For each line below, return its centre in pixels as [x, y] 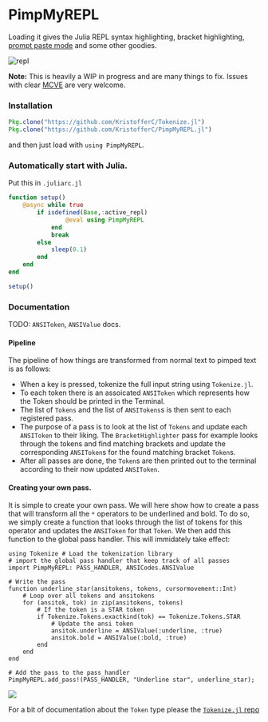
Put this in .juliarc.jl [45, 183]
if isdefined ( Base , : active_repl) [93, 213]
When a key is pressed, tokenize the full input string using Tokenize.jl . [136, 385]
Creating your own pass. [50, 487]
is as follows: [30, 369]
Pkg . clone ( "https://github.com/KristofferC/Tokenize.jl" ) [106, 122]
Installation [31, 106]
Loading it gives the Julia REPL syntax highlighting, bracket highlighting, [126, 37]
